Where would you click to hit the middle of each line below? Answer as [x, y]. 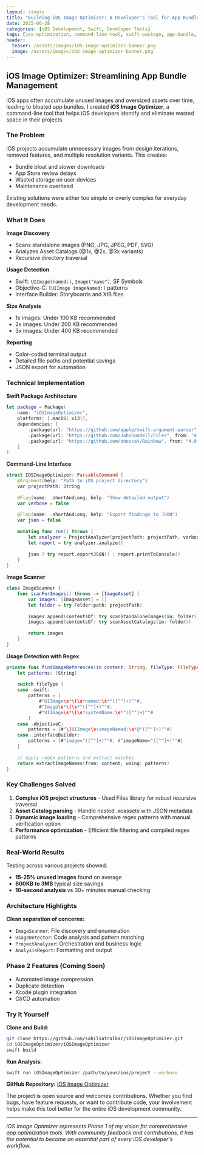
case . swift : [34, 690]
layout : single [25, 12]
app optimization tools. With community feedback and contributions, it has [100, 1133]
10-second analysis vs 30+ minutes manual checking [83, 890]
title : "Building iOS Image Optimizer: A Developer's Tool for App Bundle [103, 18]
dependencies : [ [38, 424]
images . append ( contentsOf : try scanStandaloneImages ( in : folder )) [114, 616]
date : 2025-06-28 [28, 23]
